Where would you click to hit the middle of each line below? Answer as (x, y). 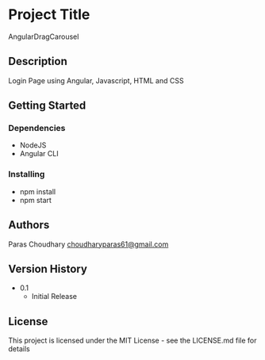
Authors (29, 225)
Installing (27, 174)
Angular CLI (39, 154)
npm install (38, 191)
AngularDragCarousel (44, 36)
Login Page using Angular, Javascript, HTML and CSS (96, 80)
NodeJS (33, 145)
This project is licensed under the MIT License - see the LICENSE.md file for (132, 341)
